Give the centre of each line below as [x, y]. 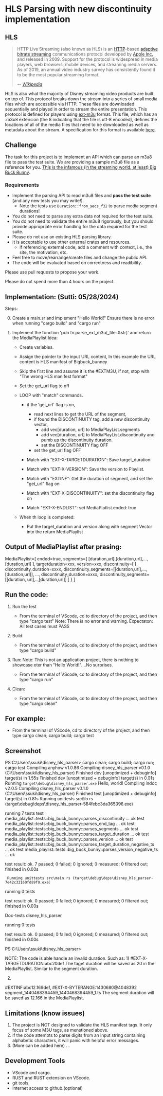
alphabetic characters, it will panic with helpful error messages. [76, 1040]
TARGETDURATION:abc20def [35, 964]
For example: [25, 719]
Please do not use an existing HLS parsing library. [62, 237]
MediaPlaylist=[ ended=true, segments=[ [46, 558]
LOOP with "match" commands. [51, 395]
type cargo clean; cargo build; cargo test [53, 736]
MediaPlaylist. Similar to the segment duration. [52, 969]
